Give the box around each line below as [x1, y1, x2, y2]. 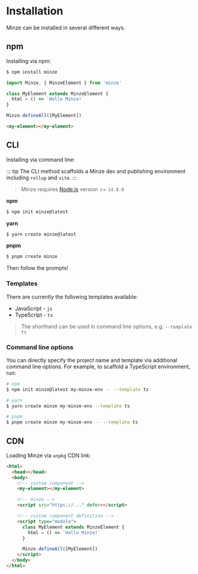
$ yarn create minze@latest [6, 231, 77, 238]
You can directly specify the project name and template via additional [6, 356, 178, 363]
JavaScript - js [14, 305, 53, 312]
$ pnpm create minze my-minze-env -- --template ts [6, 419, 138, 425]
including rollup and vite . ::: [6, 174, 77, 181]
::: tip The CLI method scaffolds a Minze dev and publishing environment [6, 167, 186, 175]
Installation [6, 4, 64, 18]
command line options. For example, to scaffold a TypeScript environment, [6, 363, 191, 370]
